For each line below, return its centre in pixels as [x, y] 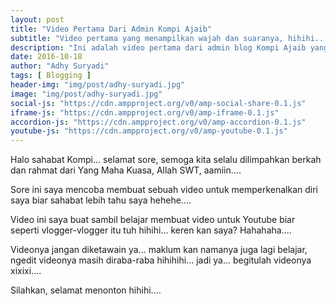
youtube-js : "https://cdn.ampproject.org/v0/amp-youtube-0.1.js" [149, 131]
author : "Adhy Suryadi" [60, 66]
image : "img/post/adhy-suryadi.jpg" [86, 94]
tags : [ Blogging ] [51, 76]
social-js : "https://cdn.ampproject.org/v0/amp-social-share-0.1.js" [158, 103]
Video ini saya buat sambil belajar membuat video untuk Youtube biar [153, 220]
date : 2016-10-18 [46, 57]
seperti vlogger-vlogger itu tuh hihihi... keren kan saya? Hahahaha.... [151, 230]
